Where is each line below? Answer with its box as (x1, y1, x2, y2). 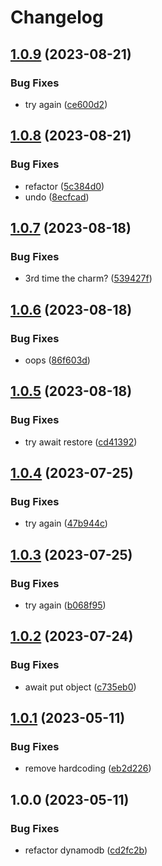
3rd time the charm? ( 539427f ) (24, 272, 153, 285)
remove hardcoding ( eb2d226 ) (24, 762, 152, 775)
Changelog (10, 6, 104, 29)
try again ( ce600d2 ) (24, 98, 108, 110)
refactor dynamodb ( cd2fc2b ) (24, 844, 148, 856)
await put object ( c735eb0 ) (24, 681, 137, 693)
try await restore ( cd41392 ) (24, 436, 138, 448)
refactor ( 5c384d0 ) (24, 180, 105, 192)
